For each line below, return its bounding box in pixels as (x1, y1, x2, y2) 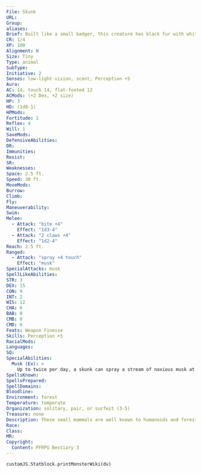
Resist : (6, 154, 26, 160)
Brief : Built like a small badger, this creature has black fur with (6, 31, 185, 37)
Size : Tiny (6, 53, 34, 60)
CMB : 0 (6, 316, 23, 322)
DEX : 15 (6, 282, 26, 288)
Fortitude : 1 (6, 115, 39, 121)
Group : (6, 20, 23, 26)
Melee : (6, 216, 23, 222)
